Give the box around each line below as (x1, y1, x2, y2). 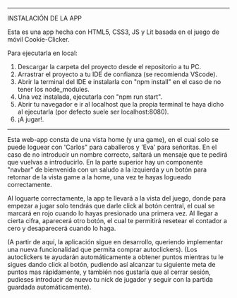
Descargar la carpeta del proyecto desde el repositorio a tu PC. (17, 63, 202, 71)
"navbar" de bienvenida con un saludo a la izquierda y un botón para (7, 165, 207, 174)
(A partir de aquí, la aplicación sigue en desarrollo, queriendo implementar (7, 238, 224, 246)
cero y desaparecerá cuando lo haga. (7, 224, 116, 232)
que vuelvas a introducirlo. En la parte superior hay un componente (7, 158, 203, 166)
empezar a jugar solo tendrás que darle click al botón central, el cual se (7, 202, 215, 210)
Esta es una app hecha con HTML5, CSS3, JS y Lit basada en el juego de (7, 28, 220, 36)
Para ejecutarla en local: (7, 49, 78, 57)
